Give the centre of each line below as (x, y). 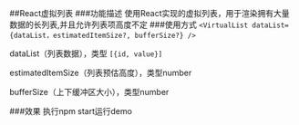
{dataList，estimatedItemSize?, (70, 35)
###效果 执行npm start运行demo (71, 111)
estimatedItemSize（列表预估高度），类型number (101, 72)
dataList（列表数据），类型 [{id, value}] (86, 53)
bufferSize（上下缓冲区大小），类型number (89, 92)
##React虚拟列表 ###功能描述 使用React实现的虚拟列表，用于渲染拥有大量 (149, 13)
